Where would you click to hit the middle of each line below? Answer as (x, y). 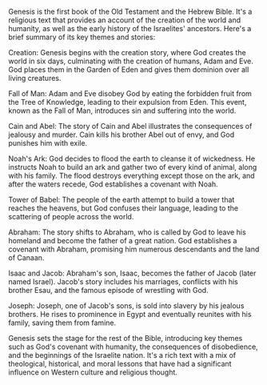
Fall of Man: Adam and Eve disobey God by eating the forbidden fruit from (130, 94)
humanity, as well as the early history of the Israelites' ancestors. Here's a (130, 28)
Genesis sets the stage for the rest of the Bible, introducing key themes (126, 338)
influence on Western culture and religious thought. (93, 372)
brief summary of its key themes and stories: (82, 37)
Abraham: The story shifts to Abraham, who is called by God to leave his (127, 232)
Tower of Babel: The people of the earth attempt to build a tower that (122, 200)
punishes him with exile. (48, 143)
